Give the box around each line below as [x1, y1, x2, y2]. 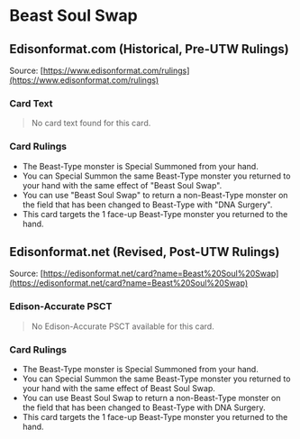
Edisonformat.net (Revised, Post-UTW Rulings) [9, 244, 280, 260]
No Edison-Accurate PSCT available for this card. [31, 321, 214, 332]
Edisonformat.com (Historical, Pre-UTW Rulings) [9, 41, 290, 57]
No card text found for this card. [31, 118, 151, 129]
